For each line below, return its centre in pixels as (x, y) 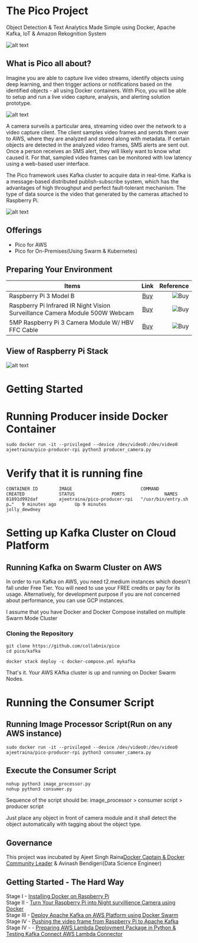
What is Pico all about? (49, 64)
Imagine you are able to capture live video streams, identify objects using (95, 77)
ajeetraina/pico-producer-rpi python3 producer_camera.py (79, 450)
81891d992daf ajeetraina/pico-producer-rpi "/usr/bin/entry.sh (97, 499)
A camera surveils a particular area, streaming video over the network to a (96, 126)
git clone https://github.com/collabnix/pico (63, 646)
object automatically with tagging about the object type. (74, 824)
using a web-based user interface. (48, 163)
